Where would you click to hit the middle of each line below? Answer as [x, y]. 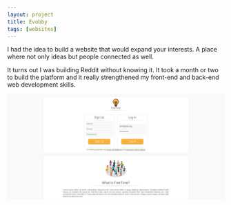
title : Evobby [28, 22]
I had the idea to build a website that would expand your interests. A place [112, 50]
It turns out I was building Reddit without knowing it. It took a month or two [113, 70]
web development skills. [41, 85]
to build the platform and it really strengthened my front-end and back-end [113, 77]
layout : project [30, 14]
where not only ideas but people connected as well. [80, 57]
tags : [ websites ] [32, 29]
